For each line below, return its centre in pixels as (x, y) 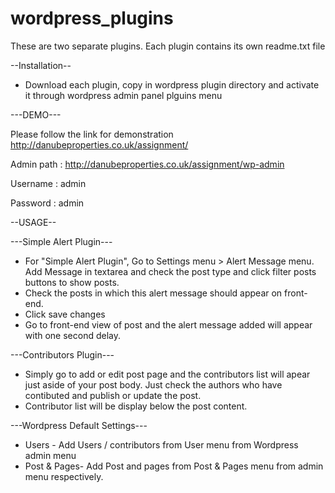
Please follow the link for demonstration (92, 134)
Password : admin (47, 203)
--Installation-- (41, 65)
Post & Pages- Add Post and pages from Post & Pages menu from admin (174, 466)
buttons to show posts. (72, 282)
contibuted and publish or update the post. (113, 395)
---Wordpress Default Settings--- (79, 425)
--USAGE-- (33, 222)
